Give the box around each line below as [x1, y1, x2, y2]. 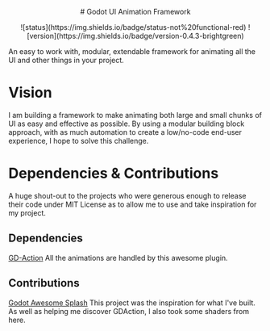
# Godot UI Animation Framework [80, 7, 191, 16]
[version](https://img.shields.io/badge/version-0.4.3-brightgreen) [27, 31, 244, 40]
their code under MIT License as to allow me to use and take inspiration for [8, 199, 257, 209]
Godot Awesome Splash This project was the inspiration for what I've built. [8, 298, 255, 308]
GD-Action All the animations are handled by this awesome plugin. [8, 253, 228, 262]
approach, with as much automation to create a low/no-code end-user [8, 127, 243, 136]
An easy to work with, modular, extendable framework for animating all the [8, 47, 256, 56]
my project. [8, 207, 47, 217]
